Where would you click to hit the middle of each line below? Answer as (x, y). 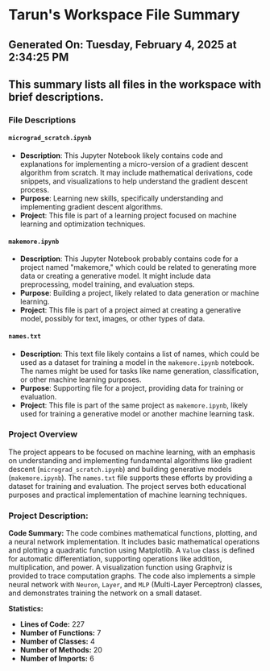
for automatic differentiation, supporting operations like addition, (115, 559)
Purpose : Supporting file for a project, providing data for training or (132, 387)
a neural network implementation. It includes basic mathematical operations (134, 542)
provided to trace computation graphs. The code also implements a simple (132, 576)
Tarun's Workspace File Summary (124, 15)
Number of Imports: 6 (57, 659)
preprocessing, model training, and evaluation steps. (107, 284)
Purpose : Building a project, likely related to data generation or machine (139, 293)
